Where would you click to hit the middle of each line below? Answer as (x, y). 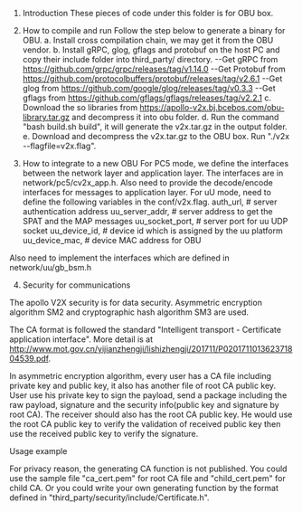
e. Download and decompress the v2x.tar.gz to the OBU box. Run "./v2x (156, 136)
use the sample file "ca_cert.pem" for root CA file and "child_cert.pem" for (148, 478)
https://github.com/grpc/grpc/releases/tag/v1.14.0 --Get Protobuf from (154, 69)
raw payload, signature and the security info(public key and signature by (144, 405)
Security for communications (76, 285)
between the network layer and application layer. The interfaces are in (153, 173)
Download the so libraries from (80, 107)
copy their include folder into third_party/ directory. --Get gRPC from (150, 59)
